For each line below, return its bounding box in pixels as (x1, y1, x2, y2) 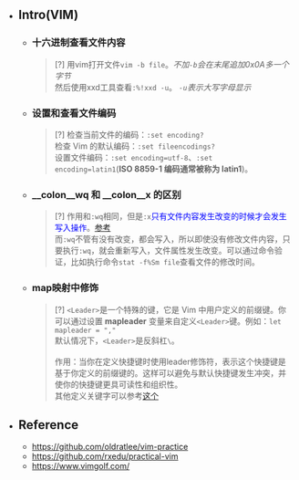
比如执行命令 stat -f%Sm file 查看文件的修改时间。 (70, 256, 260, 267)
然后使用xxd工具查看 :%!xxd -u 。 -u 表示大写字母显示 (54, 81, 252, 92)
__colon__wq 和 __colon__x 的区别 (31, 188, 182, 201)
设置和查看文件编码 (31, 107, 117, 120)
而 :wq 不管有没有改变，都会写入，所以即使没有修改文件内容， (54, 234, 283, 245)
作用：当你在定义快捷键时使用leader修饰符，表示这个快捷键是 (54, 356, 286, 367)
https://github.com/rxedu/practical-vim (31, 451, 179, 462)
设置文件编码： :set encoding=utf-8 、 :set (54, 151, 213, 162)
